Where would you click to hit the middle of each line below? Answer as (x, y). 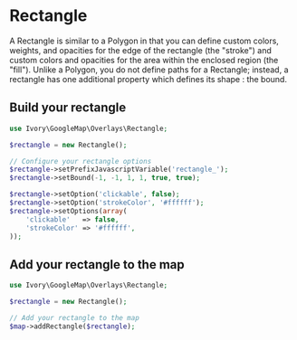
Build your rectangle (68, 108)
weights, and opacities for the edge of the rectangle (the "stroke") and (140, 50)
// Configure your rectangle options (81, 161)
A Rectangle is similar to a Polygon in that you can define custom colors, (144, 41)
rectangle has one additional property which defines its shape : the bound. (148, 79)
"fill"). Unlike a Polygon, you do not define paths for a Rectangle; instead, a (149, 70)
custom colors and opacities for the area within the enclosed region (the (144, 60)
